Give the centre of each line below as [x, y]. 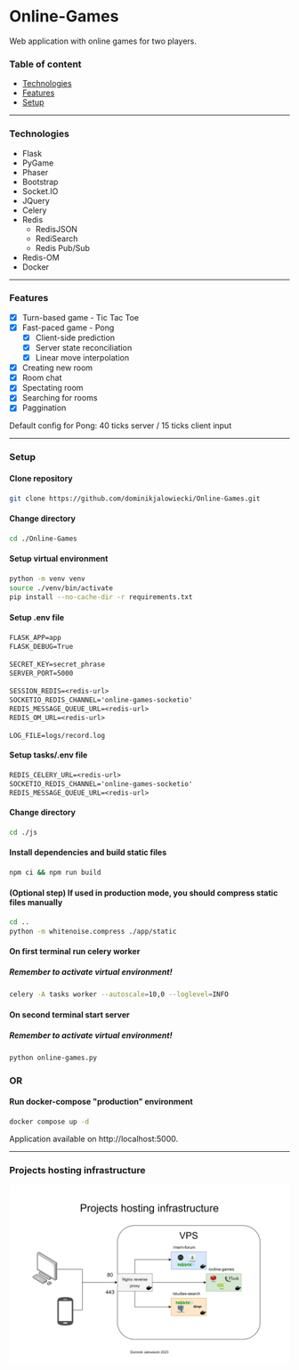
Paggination [44, 408]
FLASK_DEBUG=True [41, 646]
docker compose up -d [49, 1122]
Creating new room [57, 368]
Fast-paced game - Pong [68, 328]
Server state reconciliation [84, 348]
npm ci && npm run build [55, 873]
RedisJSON [57, 229]
